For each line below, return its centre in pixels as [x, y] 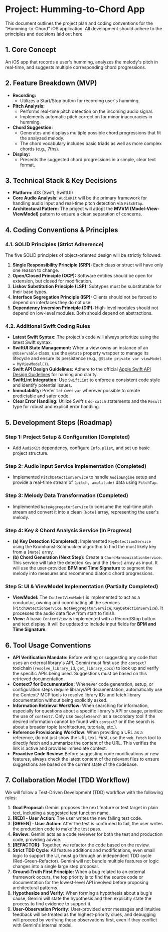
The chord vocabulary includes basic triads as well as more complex [91, 143]
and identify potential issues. [42, 385]
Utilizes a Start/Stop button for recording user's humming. [80, 100]
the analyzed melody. [42, 138]
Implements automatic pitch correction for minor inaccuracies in [86, 116]
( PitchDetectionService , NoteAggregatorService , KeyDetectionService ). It [88, 608]
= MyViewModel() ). [31, 364]
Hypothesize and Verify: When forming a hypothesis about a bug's [82, 893]
